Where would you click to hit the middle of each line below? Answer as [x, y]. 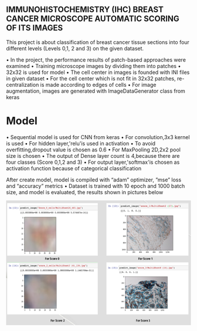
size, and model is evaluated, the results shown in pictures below [85, 192]
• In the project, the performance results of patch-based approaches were [96, 60]
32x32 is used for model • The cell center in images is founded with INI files [98, 72]
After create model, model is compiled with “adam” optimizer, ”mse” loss [94, 180]
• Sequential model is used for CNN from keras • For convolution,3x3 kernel [98, 137]
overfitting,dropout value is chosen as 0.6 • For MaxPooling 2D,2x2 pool [93, 150]
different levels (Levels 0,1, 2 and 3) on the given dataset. [75, 48]
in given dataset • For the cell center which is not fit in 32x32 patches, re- [95, 78]
